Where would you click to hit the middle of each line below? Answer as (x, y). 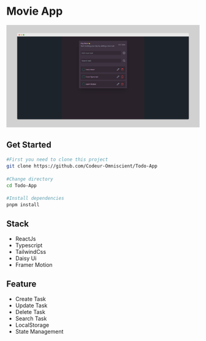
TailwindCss (31, 251)
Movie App (35, 11)
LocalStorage (32, 325)
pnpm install (23, 205)
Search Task (31, 318)
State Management (39, 331)
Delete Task (30, 312)
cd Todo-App (21, 185)
